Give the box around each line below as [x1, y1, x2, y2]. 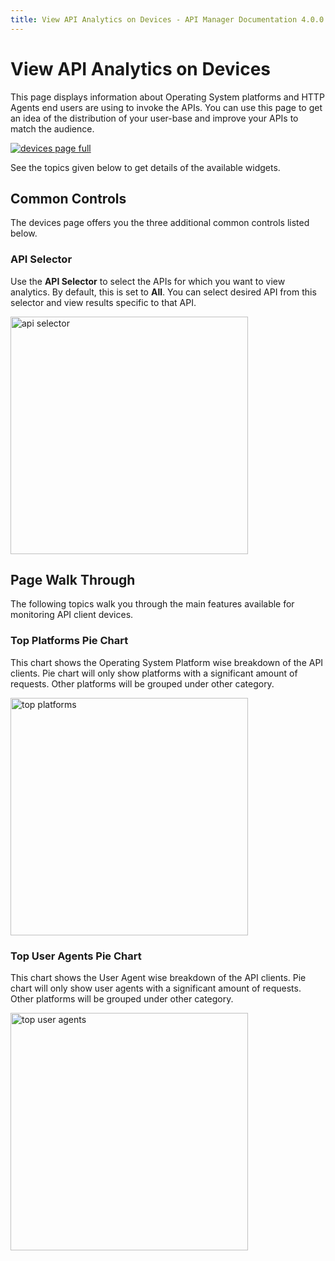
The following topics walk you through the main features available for [10, 598, 295, 610]
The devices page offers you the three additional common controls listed [10, 217, 310, 229]
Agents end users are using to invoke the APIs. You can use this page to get [10, 101, 323, 113]
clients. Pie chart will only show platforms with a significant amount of [10, 667, 298, 679]
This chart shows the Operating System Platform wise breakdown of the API [10, 656, 324, 668]
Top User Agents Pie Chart [10, 949, 142, 963]
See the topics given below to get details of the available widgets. [10, 161, 281, 173]
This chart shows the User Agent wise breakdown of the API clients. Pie [10, 972, 307, 984]
